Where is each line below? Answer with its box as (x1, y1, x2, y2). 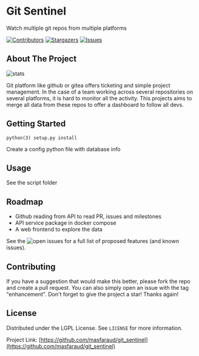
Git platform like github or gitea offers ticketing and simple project (6, 81, 170, 89)
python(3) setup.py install (6, 135, 78, 141)
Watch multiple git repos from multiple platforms (6, 24, 127, 32)
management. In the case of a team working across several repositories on (6, 88, 193, 95)
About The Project (6, 53, 77, 64)
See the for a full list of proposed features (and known (6, 238, 179, 245)
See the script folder (6, 179, 58, 187)
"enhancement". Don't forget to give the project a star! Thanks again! (6, 290, 179, 298)
